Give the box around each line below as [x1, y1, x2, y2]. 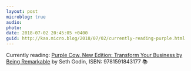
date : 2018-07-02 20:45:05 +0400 [6, 30, 88, 36]
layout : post [6, 8, 38, 15]
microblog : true [6, 14, 46, 20]
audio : [6, 19, 22, 25]
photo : [6, 24, 22, 31]
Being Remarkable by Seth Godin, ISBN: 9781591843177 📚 [6, 58, 148, 65]
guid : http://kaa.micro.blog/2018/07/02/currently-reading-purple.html [6, 35, 185, 41]
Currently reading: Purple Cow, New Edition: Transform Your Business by [6, 52, 183, 58]
